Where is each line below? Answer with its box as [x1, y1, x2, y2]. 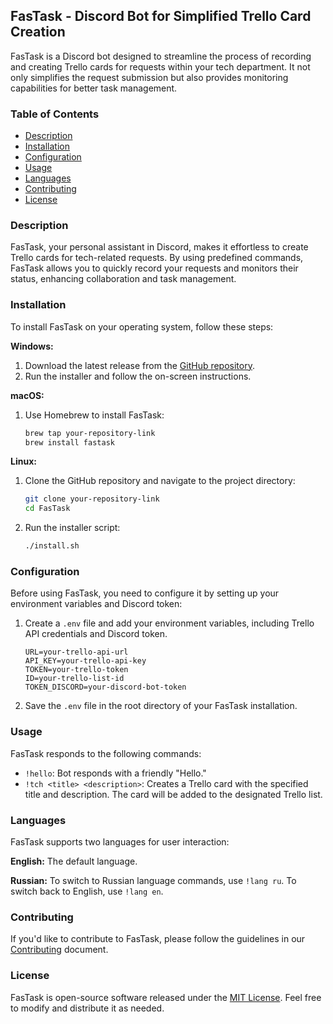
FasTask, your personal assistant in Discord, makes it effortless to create [10, 241, 309, 253]
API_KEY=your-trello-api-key [24, 656, 147, 666]
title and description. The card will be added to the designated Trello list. [24, 788, 323, 800]
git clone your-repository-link [24, 494, 160, 504]
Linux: [10, 455, 37, 468]
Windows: [10, 340, 54, 352]
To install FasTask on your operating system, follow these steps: [10, 320, 274, 333]
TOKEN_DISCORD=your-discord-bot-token [24, 682, 187, 693]
